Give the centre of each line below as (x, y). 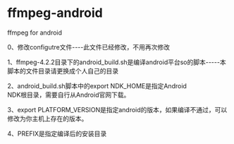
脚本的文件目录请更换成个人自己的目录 (63, 71)
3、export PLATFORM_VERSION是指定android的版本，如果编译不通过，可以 (117, 109)
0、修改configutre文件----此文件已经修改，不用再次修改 (89, 47)
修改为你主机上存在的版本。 (48, 119)
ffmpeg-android (55, 13)
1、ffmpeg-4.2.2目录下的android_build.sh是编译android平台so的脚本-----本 (117, 62)
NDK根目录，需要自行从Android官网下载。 (69, 95)
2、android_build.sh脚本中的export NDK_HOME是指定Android (97, 85)
